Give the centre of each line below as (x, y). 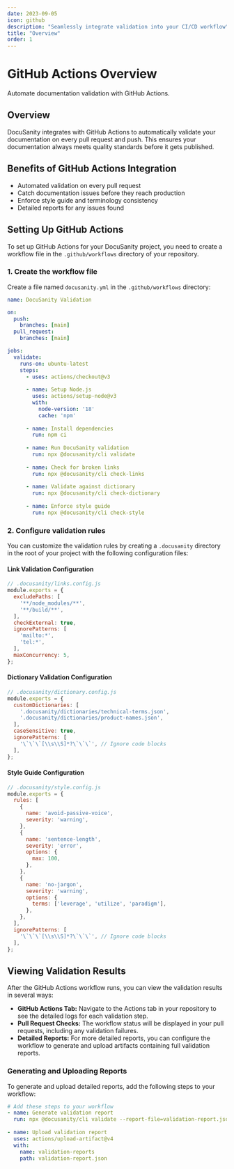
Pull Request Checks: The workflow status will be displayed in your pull (120, 1023)
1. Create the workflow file (52, 272)
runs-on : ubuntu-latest (54, 364)
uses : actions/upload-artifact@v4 (63, 1139)
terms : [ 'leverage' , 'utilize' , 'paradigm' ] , (100, 904)
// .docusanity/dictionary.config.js (62, 692)
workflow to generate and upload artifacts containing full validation (114, 1046)
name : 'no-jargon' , (54, 884)
